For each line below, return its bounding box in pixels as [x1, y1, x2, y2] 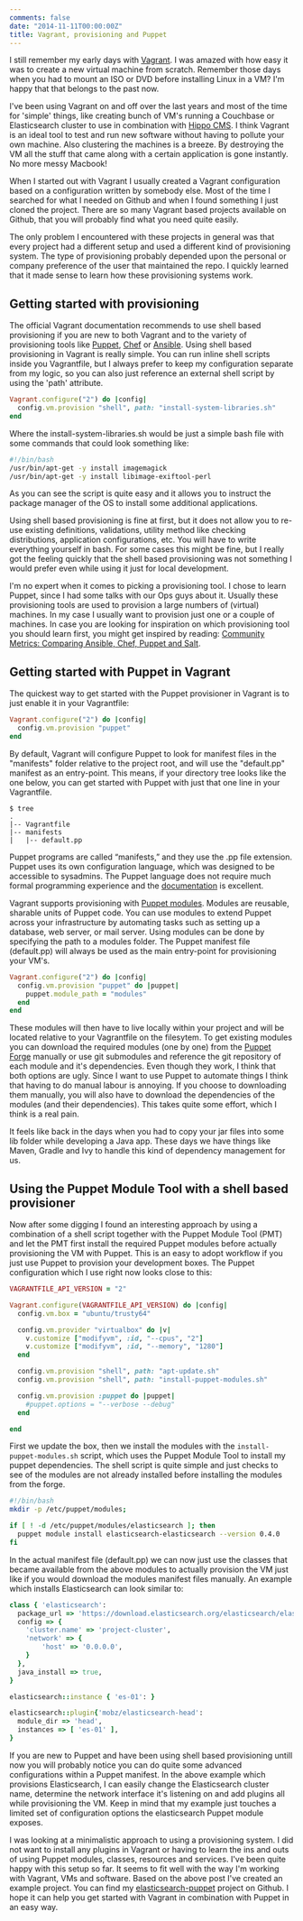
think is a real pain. [9, 1108, 79, 1119]
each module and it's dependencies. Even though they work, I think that [9, 1061, 277, 1071]
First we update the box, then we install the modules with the [9, 1440, 236, 1452]
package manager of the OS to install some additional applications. [9, 498, 259, 509]
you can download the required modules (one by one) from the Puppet [9, 1042, 272, 1052]
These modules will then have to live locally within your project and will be [9, 1023, 285, 1034]
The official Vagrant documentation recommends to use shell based [9, 320, 262, 331]
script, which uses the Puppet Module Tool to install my [79, 1450, 286, 1461]
